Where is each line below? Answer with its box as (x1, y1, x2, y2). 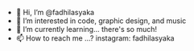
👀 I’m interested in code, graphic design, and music (15, 16, 187, 25)
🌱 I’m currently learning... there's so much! (15, 25, 158, 33)
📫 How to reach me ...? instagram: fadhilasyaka (15, 33, 175, 43)
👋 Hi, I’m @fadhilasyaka (15, 8, 95, 17)
